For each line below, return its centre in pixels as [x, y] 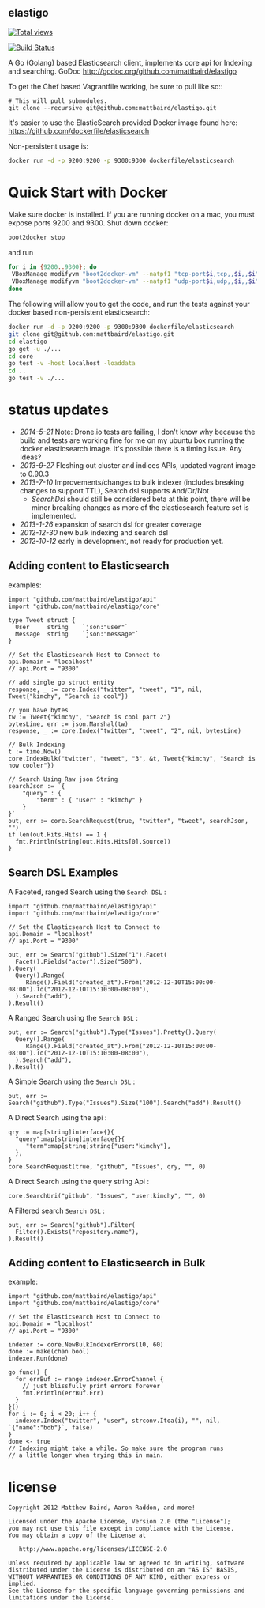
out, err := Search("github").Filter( [72, 1225]
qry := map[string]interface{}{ [61, 1132]
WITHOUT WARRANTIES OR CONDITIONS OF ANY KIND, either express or [119, 1577]
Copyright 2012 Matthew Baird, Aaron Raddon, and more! [102, 1508]
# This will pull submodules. [58, 101]
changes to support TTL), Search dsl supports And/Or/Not [114, 490]
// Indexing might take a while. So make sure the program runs [116, 1449]
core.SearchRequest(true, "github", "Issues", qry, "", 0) [107, 1166]
